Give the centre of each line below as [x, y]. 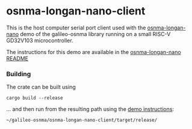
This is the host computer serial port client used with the [76, 28]
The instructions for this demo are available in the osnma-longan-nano [94, 52]
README [17, 58]
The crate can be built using [41, 87]
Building [19, 74]
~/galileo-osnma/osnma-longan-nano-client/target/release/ [82, 120]
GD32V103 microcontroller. [40, 40]
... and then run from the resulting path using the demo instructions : [90, 109]
